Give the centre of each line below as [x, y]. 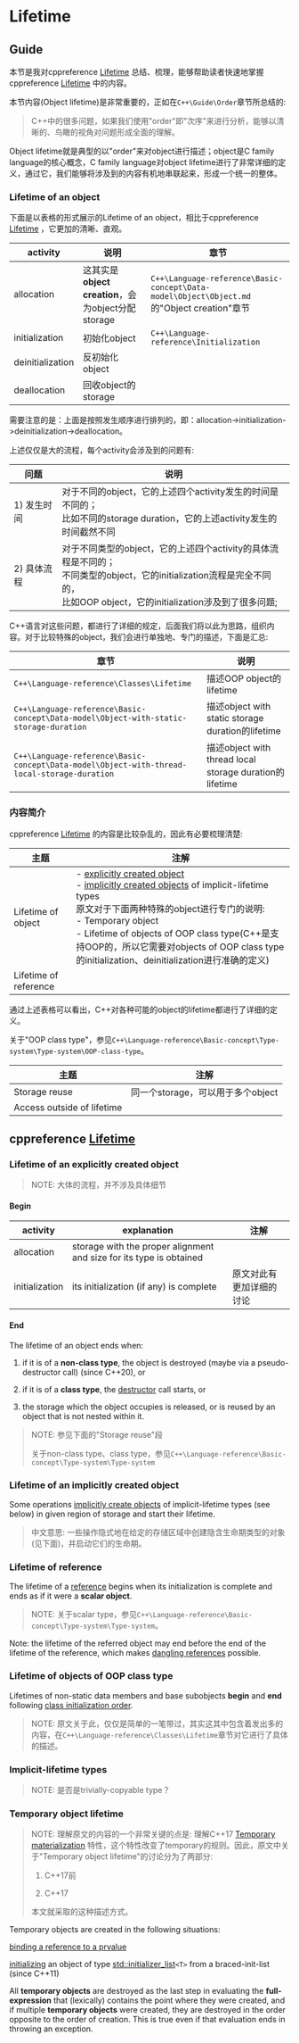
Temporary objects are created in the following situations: [115, 1930]
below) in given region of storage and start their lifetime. [112, 1514]
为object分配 [109, 308]
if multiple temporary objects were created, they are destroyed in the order [148, 2010]
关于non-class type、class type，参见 [101, 1453]
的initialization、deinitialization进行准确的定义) [172, 959]
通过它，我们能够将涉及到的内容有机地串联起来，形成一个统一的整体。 [153, 173]
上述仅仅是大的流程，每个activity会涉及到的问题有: [101, 450]
